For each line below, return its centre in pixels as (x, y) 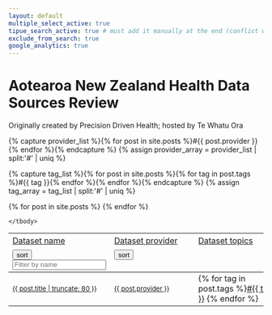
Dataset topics (225, 241)
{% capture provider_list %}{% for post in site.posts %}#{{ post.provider (129, 141)
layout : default (36, 16)
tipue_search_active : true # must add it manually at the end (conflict (134, 31)
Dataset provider (146, 241)
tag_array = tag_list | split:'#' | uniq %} (72, 191)
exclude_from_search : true (54, 38)
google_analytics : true (49, 46)
